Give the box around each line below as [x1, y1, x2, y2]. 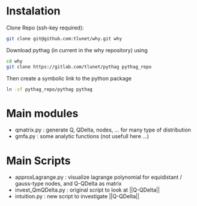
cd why [6, 58, 23, 64]
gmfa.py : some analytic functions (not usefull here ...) [14, 133, 149, 140]
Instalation [6, 4, 61, 18]
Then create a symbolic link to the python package [6, 74, 132, 82]
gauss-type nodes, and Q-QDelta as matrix [14, 180, 122, 187]
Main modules [6, 106, 79, 120]
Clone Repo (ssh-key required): [6, 24, 84, 31]
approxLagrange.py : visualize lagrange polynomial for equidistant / [14, 174, 182, 181]
